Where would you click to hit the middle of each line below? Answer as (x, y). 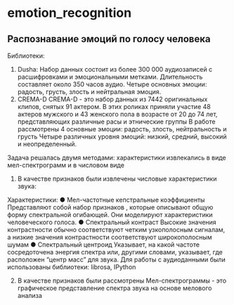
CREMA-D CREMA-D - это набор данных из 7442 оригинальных (112, 99)
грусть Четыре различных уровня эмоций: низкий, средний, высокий (122, 136)
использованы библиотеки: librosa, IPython (72, 267)
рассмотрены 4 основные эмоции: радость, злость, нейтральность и (122, 129)
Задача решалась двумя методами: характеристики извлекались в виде (117, 157)
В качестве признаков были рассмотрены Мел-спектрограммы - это (122, 280)
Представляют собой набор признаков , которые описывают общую (110, 207)
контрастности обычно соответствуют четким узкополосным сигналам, (116, 229)
